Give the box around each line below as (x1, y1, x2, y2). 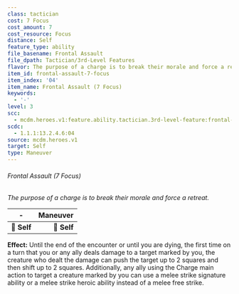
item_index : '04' (7, 76, 59, 84)
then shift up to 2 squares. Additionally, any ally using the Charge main (7, 263, 214, 272)
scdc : (7, 122, 23, 130)
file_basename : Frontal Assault (7, 51, 103, 58)
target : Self (7, 143, 46, 150)
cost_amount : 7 (7, 23, 53, 31)
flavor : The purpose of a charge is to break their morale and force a (7, 63, 224, 70)
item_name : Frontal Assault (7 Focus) (7, 83, 122, 90)
